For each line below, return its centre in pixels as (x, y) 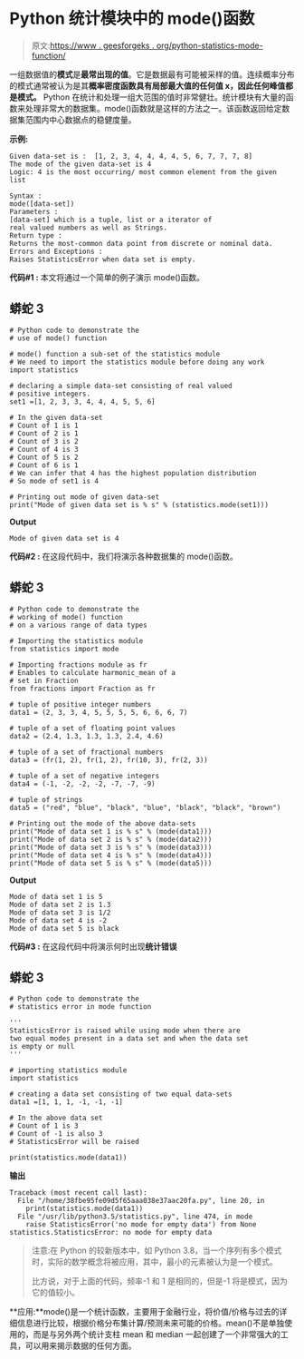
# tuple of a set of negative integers (85, 776)
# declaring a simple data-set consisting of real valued (121, 386)
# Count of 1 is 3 (44, 1126)
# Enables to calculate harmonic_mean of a (93, 672)
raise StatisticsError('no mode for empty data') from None (141, 1225)
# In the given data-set (56, 417)
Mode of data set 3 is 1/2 (60, 913)
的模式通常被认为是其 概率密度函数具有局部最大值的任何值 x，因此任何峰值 (147, 85)
